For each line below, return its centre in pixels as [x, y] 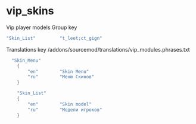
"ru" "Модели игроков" [65, 110]
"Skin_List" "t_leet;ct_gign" [54, 38]
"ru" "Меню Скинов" [61, 77]
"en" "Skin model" [60, 104]
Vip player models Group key [42, 27]
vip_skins [30, 11]
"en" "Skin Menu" [58, 71]
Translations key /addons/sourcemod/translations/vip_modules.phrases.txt [98, 49]
